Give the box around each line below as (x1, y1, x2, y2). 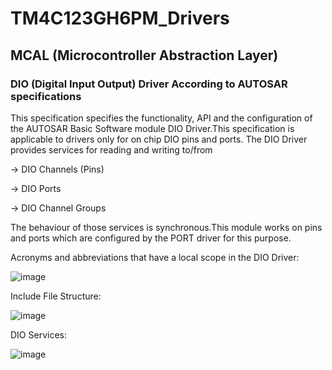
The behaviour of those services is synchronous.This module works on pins (10, 221, 323, 233)
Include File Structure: (10, 290, 102, 302)
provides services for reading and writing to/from (10, 143, 213, 156)
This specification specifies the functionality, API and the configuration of (10, 112, 313, 124)
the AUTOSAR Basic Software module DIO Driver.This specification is (10, 122, 295, 134)
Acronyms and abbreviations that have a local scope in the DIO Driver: (10, 251, 300, 263)
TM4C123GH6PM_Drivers (10, 7, 230, 30)
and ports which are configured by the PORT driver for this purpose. (10, 232, 292, 244)
